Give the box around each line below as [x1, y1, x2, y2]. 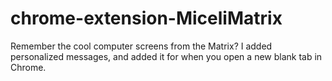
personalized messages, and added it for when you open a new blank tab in [10, 50, 323, 62]
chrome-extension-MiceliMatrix [10, 7, 283, 30]
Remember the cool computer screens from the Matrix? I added [10, 40, 273, 52]
